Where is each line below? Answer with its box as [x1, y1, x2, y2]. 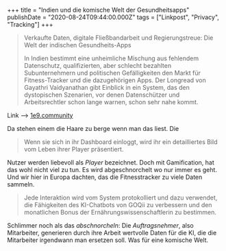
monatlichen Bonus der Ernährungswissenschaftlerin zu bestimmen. [23, 208, 217, 216]
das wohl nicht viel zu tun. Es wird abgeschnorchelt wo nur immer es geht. [7, 166, 218, 174]
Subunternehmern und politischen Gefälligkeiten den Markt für [23, 69, 201, 77]
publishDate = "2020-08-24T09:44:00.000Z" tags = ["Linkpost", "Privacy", [7, 13, 219, 21]
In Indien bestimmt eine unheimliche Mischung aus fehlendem [23, 54, 199, 62]
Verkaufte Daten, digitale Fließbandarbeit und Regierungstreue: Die [23, 34, 214, 42]
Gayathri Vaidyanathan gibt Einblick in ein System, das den [23, 84, 190, 91]
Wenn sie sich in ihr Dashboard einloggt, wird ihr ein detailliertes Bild [23, 138, 218, 146]
